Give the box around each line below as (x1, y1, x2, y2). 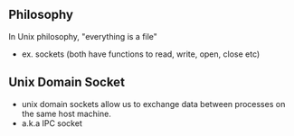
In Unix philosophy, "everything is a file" (8, 31, 157, 41)
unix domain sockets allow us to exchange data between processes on (21, 98, 286, 109)
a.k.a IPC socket (21, 117, 82, 129)
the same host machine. (21, 108, 112, 119)
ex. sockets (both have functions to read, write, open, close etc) (21, 49, 261, 59)
